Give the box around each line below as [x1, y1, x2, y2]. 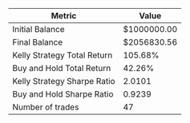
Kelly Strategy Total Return [12, 50, 113, 61]
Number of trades [12, 101, 79, 113]
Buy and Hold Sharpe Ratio [12, 89, 114, 99]
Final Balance [12, 37, 63, 47]
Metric [51, 10, 77, 21]
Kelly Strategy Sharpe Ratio [12, 76, 115, 86]
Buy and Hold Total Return [12, 63, 111, 73]
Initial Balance [12, 24, 66, 34]
